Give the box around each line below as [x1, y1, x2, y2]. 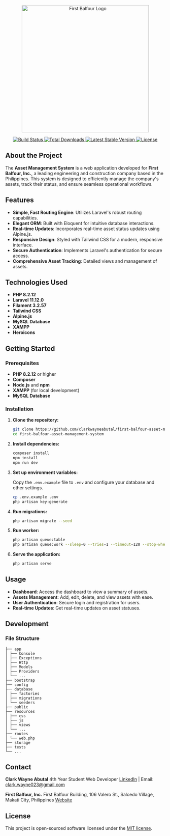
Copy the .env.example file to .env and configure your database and [12, 479, 155, 485]
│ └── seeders [5, 700, 36, 705]
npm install [12, 456, 38, 461]
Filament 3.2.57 [12, 302, 47, 309]
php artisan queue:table [12, 537, 65, 542]
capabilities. [12, 214, 38, 221]
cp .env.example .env [12, 494, 58, 499]
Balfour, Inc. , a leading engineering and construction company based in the [5, 170, 164, 176]
